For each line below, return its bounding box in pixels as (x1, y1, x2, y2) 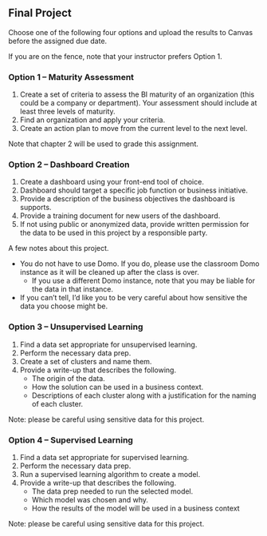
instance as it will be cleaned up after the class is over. (19, 268, 199, 277)
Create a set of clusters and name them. (19, 356, 152, 366)
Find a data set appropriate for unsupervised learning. (19, 339, 198, 349)
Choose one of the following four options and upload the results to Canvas (8, 27, 253, 37)
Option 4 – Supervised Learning (8, 435, 134, 446)
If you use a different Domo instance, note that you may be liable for (31, 276, 256, 286)
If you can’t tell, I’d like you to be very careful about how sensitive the (19, 293, 248, 303)
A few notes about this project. (8, 244, 109, 253)
